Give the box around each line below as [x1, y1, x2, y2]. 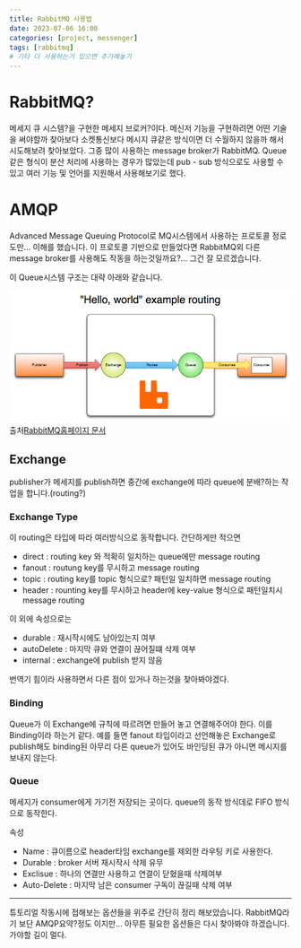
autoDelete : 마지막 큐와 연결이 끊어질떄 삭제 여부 [21, 644, 196, 655]
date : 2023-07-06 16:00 [9, 23, 99, 33]
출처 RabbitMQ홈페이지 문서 [9, 425, 107, 436]
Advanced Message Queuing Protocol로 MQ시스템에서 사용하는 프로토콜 [9, 230, 271, 241]
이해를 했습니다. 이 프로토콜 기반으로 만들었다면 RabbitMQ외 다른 [32, 242, 261, 252]
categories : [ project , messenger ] [9, 33, 139, 42]
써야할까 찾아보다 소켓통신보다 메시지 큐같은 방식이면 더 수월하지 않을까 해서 [18, 135, 285, 145]
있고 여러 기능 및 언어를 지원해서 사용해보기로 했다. [9, 168, 186, 178]
